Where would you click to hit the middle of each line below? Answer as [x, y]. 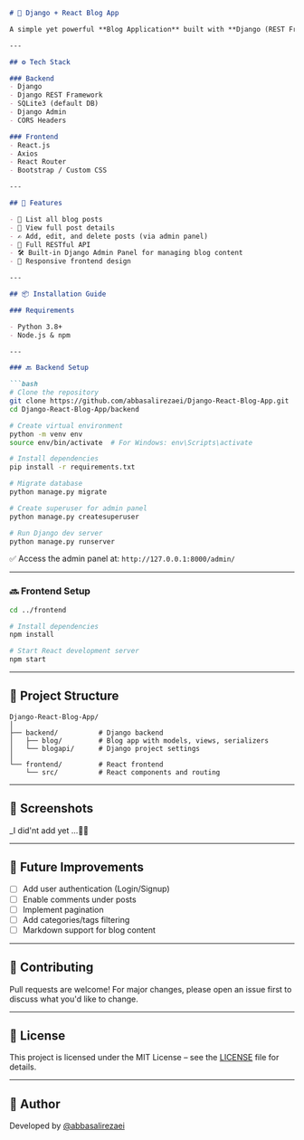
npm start [28, 660]
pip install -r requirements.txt [72, 467]
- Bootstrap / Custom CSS [58, 171]
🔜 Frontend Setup [50, 591]
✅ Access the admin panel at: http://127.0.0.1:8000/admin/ [122, 559]
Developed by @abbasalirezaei [67, 1126]
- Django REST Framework [56, 95]
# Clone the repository [54, 393]
